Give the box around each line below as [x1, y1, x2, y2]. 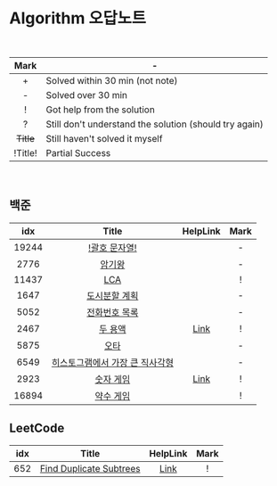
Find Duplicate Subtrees [39, 462, 141, 474]
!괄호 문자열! [87, 242, 137, 254]
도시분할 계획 [86, 289, 139, 301]
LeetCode [9, 421, 65, 436]
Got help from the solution [45, 103, 156, 116]
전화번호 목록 [86, 306, 139, 318]
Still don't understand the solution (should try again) [45, 118, 265, 130]
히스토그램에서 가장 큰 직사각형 [51, 356, 174, 368]
